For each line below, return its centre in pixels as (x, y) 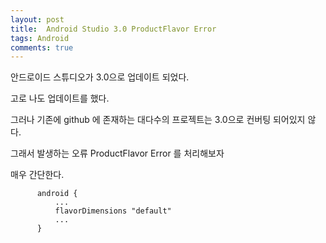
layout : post (37, 19)
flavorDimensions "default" (113, 211)
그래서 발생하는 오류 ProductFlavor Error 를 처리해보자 (117, 153)
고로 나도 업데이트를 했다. (60, 98)
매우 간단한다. (37, 175)
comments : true (42, 47)
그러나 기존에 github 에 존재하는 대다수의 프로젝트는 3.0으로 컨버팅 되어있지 (158, 120)
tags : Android (40, 38)
